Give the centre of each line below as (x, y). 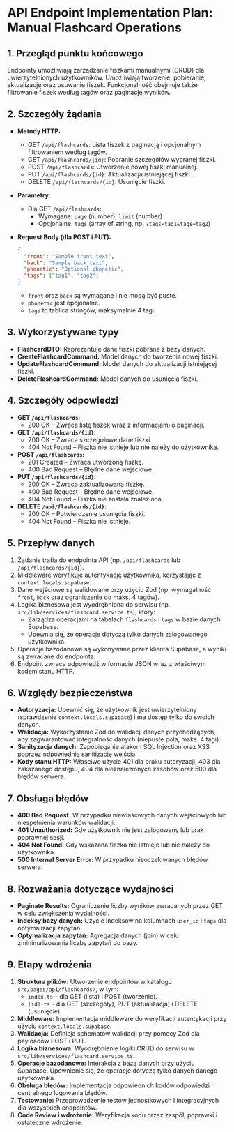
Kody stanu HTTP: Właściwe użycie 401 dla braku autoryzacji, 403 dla (119, 762)
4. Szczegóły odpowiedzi (63, 401)
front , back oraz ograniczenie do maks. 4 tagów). (88, 597)
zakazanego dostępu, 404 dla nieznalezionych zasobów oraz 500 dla (117, 769)
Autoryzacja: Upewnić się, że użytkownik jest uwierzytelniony (107, 710)
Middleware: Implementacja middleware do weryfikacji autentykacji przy (122, 1018)
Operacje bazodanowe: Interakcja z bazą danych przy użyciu (106, 1063)
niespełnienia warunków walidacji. (66, 823)
